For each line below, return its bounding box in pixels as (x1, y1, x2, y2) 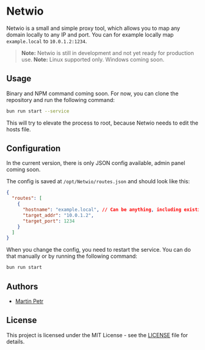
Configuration (6, 144, 61, 154)
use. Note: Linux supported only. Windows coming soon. (21, 56, 165, 63)
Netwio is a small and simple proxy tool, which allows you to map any (6, 24, 181, 32)
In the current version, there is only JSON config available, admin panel (6, 159, 185, 167)
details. (6, 338, 25, 345)
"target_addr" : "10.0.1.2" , (22, 212, 95, 218)
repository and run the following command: (6, 96, 115, 103)
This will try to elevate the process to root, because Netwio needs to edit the (6, 119, 198, 126)
